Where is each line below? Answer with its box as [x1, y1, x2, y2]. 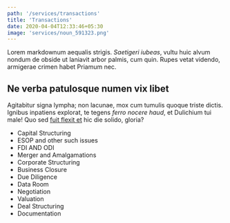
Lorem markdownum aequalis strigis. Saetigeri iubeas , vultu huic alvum [7, 48, 211, 56]
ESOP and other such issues [17, 136, 98, 145]
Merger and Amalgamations [17, 151, 97, 159]
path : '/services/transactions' [7, 10, 100, 17]
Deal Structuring [17, 202, 64, 211]
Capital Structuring [17, 129, 71, 138]
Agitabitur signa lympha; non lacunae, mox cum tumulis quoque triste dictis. [7, 101, 223, 109]
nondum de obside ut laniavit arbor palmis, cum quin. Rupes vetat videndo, [7, 56, 221, 64]
